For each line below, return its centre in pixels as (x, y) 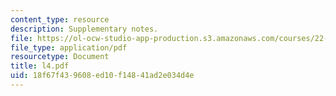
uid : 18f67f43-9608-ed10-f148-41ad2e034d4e (102, 76)
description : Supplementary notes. (84, 29)
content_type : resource (60, 19)
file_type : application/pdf (69, 47)
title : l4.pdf (40, 66)
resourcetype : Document (60, 57)
